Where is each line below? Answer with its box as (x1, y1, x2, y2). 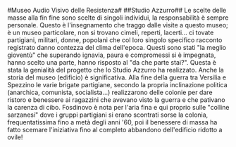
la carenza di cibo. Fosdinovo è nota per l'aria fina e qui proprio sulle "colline (7, 103, 230, 111)
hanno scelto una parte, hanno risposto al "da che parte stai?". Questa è (7, 58, 217, 66)
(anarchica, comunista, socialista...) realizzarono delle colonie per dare (7, 88, 213, 96)
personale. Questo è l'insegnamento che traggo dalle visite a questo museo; (7, 21, 229, 29)
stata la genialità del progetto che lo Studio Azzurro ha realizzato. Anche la (7, 66, 224, 74)
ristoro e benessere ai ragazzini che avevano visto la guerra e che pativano (7, 96, 225, 104)
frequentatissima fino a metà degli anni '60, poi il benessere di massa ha (7, 118, 218, 126)
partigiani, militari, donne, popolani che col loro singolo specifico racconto (7, 36, 223, 44)
